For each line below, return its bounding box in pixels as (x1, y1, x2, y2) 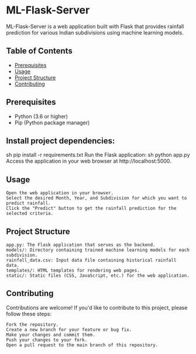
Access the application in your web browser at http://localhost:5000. (6, 157, 171, 164)
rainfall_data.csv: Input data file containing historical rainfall (6, 257, 177, 263)
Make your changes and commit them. (6, 332, 95, 338)
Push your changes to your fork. (6, 337, 88, 343)
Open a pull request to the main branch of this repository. (6, 342, 159, 348)
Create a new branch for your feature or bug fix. (6, 326, 132, 332)
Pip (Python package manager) (14, 119, 90, 126)
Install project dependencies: (6, 136, 115, 146)
